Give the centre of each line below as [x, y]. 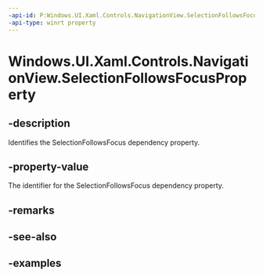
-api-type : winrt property [52, 23]
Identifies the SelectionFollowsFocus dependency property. [104, 142]
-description [39, 123]
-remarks [31, 210]
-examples [35, 263]
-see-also [32, 237]
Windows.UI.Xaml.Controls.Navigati [128, 61]
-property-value [49, 166]
